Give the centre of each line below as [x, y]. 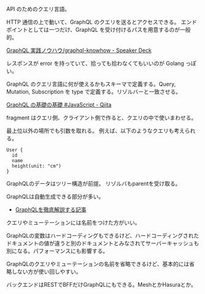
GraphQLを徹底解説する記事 [51, 209]
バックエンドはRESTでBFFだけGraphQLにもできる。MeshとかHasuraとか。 [102, 285]
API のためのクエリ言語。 [38, 9]
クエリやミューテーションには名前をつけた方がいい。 [73, 223]
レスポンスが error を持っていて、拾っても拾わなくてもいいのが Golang [95, 63]
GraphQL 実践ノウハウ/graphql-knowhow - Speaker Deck [79, 50]
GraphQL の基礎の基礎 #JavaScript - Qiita [59, 105]
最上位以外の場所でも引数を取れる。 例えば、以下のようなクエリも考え [95, 131]
